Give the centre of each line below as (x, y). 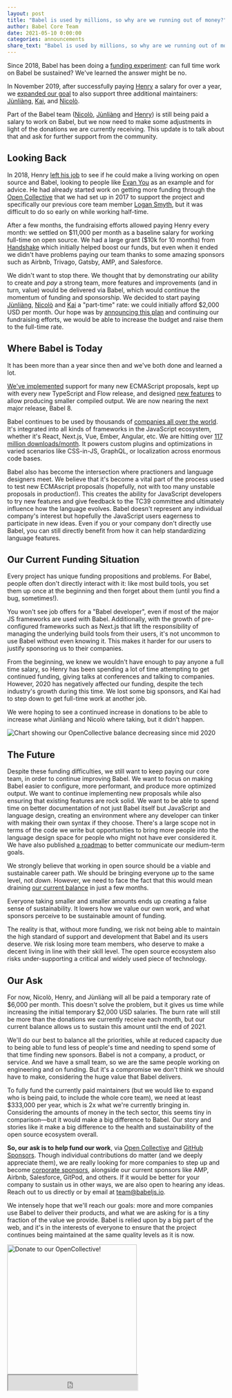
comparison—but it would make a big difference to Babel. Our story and (109, 1120)
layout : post (26, 14)
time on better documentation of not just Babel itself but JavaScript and (109, 808)
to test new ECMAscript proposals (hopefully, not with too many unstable (111, 486)
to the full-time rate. (36, 327)
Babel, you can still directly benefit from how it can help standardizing (106, 530)
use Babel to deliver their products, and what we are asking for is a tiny (108, 1213)
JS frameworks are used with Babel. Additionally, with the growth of (104, 619)
